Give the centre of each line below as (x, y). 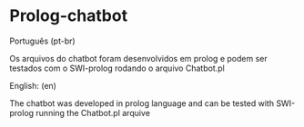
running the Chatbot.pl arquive (93, 112)
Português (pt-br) (42, 41)
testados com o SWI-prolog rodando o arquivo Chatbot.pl (117, 68)
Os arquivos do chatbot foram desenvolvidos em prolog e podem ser (138, 58)
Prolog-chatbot (69, 16)
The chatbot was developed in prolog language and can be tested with (142, 103)
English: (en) (33, 85)
